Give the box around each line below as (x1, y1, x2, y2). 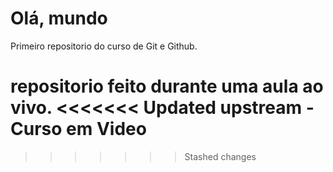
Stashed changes (184, 150, 257, 162)
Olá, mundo (10, 7, 108, 30)
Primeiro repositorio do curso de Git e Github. (10, 40, 198, 52)
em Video (66, 118, 147, 141)
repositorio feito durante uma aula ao (10, 75, 324, 98)
